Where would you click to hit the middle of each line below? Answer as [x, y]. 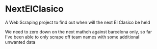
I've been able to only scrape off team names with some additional [72, 37]
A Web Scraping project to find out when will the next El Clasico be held [78, 22]
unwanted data [20, 42]
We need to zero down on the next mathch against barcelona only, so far [78, 32]
